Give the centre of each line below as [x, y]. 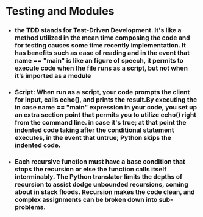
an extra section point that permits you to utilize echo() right [105, 115]
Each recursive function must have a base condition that [100, 161]
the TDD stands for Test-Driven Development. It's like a [98, 30]
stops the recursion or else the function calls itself [91, 169]
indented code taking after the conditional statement [94, 130]
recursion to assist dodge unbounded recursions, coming [101, 184]
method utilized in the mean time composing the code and [102, 38]
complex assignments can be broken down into [86, 199]
